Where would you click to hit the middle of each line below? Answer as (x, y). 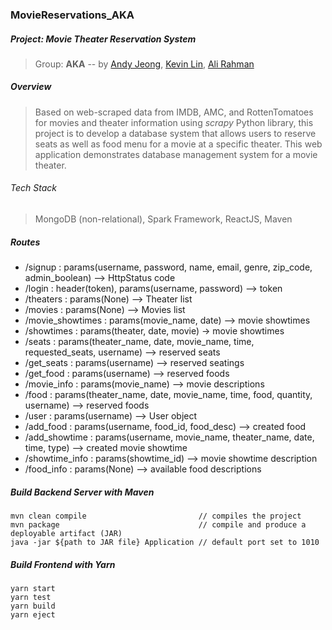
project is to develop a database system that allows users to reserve (175, 133)
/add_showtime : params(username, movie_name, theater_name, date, (169, 437)
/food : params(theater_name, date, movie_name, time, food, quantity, (168, 395)
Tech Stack (33, 188)
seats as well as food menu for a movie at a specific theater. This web (178, 144)
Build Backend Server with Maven (82, 492)
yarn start (33, 588)
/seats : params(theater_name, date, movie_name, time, (139, 342)
